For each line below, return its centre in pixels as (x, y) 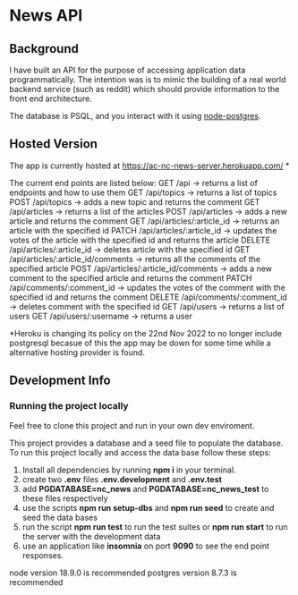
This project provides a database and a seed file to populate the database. (146, 443)
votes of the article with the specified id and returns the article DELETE (140, 240)
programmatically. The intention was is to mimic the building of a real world (148, 80)
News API (46, 16)
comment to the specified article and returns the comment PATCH (131, 277)
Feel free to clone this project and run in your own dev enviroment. (132, 425)
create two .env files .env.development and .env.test (122, 479)
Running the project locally (69, 406)
